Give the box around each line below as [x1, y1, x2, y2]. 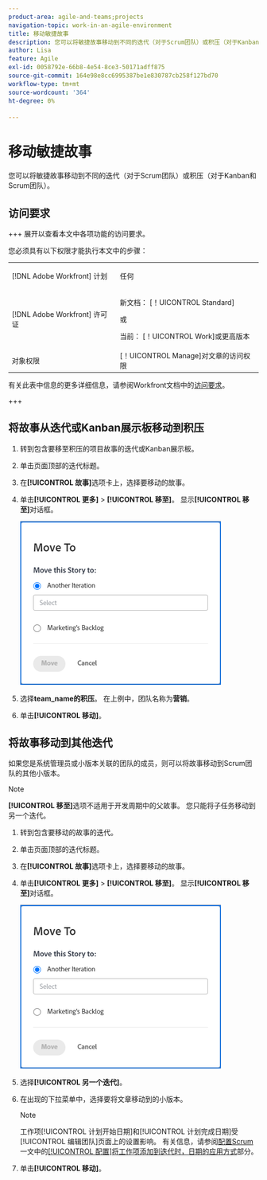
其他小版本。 [21, 768, 64, 778]
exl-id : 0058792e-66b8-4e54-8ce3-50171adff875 [8, 64, 165, 72]
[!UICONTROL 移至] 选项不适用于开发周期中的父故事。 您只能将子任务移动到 [8, 801, 256, 811]
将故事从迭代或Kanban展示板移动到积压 [8, 421, 205, 435]
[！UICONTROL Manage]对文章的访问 [119, 351, 244, 361]
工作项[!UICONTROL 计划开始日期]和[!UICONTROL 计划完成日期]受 [19, 1127, 238, 1136]
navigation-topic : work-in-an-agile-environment [8, 21, 172, 29]
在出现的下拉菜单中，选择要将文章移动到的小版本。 [19, 1095, 188, 1104]
